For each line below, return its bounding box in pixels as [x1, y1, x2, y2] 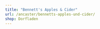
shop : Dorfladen [5, 16, 38, 21]
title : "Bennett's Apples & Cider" [5, 7, 78, 12]
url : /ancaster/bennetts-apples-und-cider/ [5, 12, 96, 17]
